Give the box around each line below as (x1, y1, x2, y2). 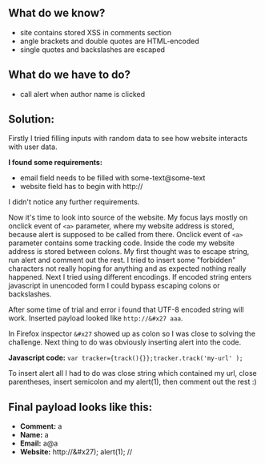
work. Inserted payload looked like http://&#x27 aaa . (8, 313, 183, 323)
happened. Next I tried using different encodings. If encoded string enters (8, 272, 252, 282)
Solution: (8, 112, 54, 127)
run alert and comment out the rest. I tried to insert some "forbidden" (8, 256, 236, 265)
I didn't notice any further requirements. (8, 197, 140, 207)
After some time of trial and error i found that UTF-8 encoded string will (8, 305, 244, 315)
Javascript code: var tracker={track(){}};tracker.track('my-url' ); (8, 353, 243, 363)
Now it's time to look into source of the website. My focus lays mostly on (8, 212, 248, 223)
